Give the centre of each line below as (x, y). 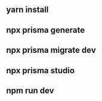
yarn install (27, 10)
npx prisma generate (46, 30)
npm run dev (30, 91)
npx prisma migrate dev (51, 50)
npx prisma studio (41, 70)
